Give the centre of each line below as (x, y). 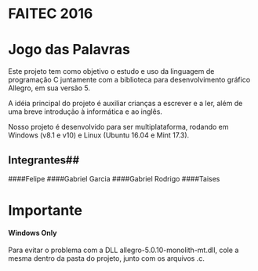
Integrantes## (44, 160)
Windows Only (33, 233)
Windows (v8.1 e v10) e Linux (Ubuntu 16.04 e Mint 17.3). (99, 135)
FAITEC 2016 (51, 14)
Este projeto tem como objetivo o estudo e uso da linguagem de (111, 71)
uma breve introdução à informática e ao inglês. (85, 112)
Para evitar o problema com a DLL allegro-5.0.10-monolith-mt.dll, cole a (124, 250)
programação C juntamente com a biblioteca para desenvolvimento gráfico (129, 80)
